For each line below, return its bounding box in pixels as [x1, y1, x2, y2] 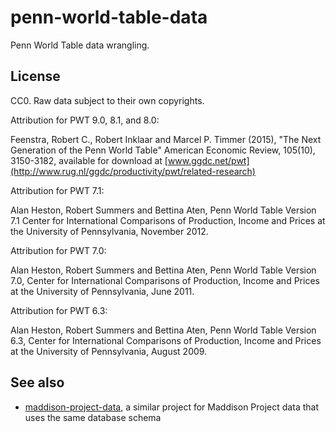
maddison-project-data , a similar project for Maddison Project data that [24, 401, 319, 413]
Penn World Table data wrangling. [10, 39, 150, 51]
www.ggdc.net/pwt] [167, 154, 250, 166]
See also [10, 374, 65, 391]
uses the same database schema [24, 411, 162, 423]
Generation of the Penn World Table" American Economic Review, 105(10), [10, 144, 316, 156]
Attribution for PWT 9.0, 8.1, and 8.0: [10, 114, 160, 126]
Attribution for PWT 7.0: [10, 244, 107, 256]
